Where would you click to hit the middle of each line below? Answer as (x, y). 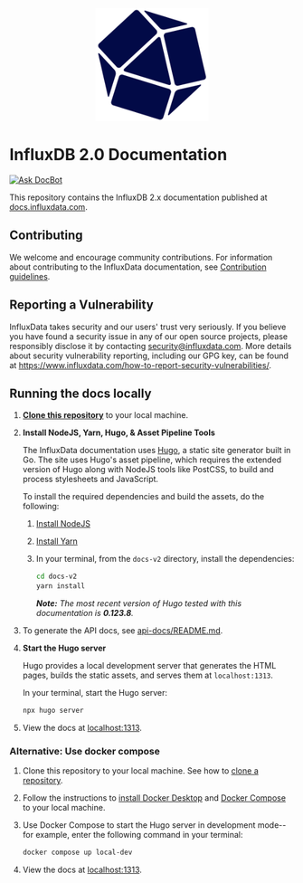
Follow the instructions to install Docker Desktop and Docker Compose (154, 798)
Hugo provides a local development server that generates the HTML (149, 666)
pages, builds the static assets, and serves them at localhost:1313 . (148, 675)
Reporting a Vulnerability (81, 305)
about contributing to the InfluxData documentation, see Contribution (138, 267)
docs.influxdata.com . (48, 206)
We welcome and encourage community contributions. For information (141, 257)
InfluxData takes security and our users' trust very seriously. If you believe (148, 327)
